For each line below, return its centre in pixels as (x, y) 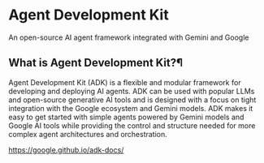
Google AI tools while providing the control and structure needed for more (132, 125)
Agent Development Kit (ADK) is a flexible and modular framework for (125, 82)
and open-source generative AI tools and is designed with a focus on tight (132, 100)
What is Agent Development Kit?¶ (96, 63)
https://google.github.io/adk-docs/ (66, 150)
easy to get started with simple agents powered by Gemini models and (126, 117)
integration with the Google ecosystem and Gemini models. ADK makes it (131, 108)
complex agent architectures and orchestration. (88, 134)
